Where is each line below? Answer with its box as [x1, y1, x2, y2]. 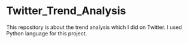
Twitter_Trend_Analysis [6, 4, 126, 18]
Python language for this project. [6, 29, 87, 37]
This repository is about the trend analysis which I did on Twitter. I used [6, 24, 183, 31]
